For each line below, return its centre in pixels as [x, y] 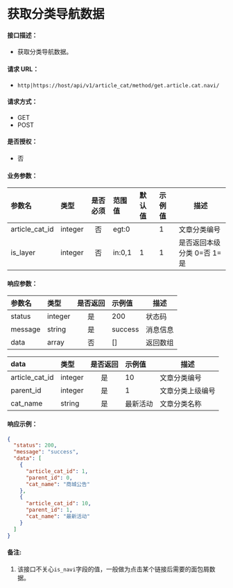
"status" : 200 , [35, 446]
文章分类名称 [180, 404]
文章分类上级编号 [187, 391]
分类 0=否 [195, 253]
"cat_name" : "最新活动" [58, 517]
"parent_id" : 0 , [49, 478]
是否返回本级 [199, 243]
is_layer [23, 252]
